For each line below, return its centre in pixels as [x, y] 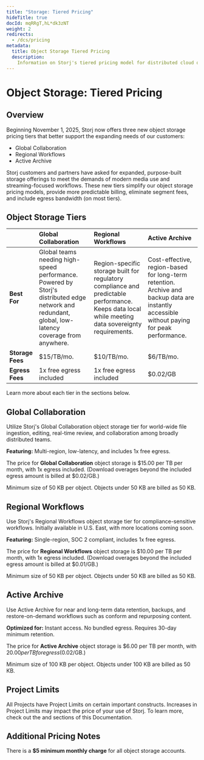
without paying [169, 320]
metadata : [19, 46]
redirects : [20, 35]
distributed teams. [29, 440]
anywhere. [54, 343]
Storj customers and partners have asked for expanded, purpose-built [94, 172]
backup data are [171, 298]
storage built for [117, 271]
